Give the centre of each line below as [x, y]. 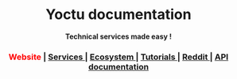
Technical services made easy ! [118, 36]
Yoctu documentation [118, 15]
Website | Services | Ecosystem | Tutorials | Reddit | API [118, 57]
